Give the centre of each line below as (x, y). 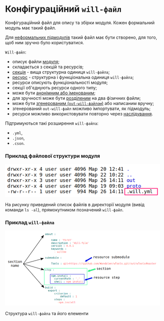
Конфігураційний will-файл (63, 9)
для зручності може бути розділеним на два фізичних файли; (76, 98)
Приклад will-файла (30, 223)
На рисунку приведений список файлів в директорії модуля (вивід (75, 205)
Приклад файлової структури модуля (53, 156)
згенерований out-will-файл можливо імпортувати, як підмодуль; (81, 108)
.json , (18, 138)
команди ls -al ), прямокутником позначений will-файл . (64, 210)
